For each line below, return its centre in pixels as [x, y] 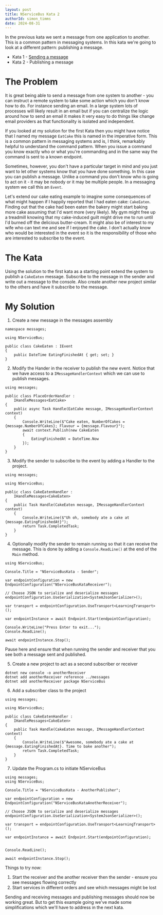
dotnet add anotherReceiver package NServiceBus [55, 682]
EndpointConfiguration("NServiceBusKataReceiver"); [58, 585]
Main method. [25, 554]
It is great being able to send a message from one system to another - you [80, 95]
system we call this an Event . [34, 187]
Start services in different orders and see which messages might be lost [84, 888]
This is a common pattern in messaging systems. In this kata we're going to [81, 43]
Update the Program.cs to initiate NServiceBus [59, 768]
